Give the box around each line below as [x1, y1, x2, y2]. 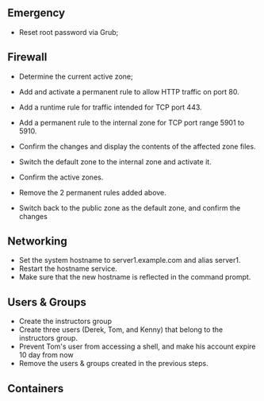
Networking [7, 234, 68, 249]
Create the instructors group [18, 317, 113, 326]
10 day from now [18, 350, 74, 360]
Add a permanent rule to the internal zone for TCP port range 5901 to [18, 118, 245, 127]
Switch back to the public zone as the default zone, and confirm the [18, 202, 241, 213]
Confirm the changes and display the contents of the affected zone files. [18, 141, 256, 151]
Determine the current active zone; [18, 71, 133, 81]
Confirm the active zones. [18, 172, 104, 182]
